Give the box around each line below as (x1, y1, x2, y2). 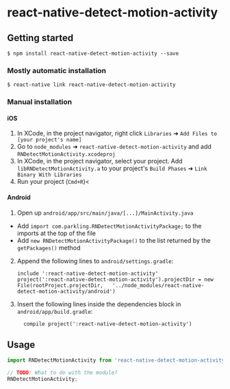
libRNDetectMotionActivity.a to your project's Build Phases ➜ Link (16, 164, 207, 172)
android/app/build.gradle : (16, 307, 93, 315)
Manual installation (7, 97, 73, 107)
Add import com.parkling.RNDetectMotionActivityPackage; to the (16, 222, 202, 230)
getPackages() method (16, 243, 81, 252)
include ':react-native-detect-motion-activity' (16, 270, 159, 277)
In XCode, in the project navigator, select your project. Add (16, 157, 183, 165)
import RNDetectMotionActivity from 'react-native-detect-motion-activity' (7, 357, 228, 364)
